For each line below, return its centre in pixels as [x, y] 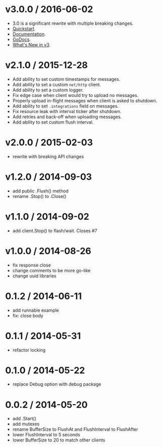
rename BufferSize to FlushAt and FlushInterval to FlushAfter [75, 429]
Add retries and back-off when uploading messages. [67, 117]
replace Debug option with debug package [57, 384]
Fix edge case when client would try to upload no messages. [75, 95]
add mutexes [26, 424]
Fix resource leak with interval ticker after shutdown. [67, 111]
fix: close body [28, 315]
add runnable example [36, 310]
